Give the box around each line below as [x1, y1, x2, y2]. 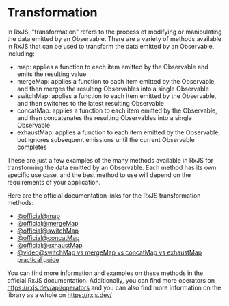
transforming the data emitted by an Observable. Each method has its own [7, 163, 217, 172]
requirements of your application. [7, 178, 101, 186]
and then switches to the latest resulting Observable [16, 99, 164, 107]
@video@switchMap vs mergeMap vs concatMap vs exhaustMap [16, 248, 202, 257]
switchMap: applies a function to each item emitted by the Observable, [16, 91, 217, 100]
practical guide [16, 255, 59, 263]
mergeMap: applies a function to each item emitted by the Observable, [16, 77, 217, 85]
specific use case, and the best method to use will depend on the [7, 170, 191, 179]
